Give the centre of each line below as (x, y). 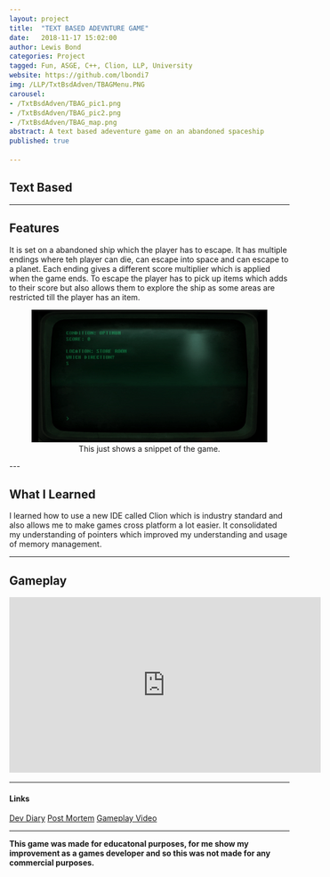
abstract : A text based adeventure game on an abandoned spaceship (137, 132)
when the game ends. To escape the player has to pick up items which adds (149, 278)
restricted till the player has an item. (75, 297)
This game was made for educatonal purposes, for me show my (129, 844)
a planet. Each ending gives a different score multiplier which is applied (140, 268)
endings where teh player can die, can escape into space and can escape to (149, 259)
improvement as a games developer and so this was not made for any (140, 853)
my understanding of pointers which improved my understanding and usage (148, 535)
